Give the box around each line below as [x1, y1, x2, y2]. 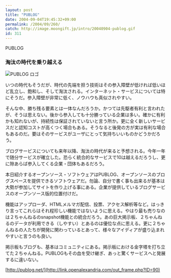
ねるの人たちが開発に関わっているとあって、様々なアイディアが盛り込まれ [9, 227, 165, 233]
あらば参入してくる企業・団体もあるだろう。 [14, 161, 107, 167]
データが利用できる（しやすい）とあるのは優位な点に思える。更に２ [14, 221, 157, 227]
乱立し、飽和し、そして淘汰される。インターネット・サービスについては [9, 88, 161, 95]
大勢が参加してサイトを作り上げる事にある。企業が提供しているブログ [5, 184, 153, 191]
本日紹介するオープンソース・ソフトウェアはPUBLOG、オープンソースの [5, 171, 157, 178]
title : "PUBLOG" [5, 12, 40, 17]
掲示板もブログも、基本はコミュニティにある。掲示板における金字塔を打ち [5, 244, 161, 250]
